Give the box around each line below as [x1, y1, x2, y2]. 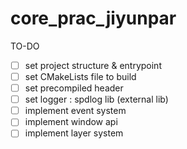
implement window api [24, 116, 118, 128]
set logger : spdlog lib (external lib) [24, 93, 169, 106]
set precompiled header [24, 82, 124, 94]
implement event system [24, 105, 127, 117]
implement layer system [24, 127, 124, 139]
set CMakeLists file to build [24, 71, 137, 82]
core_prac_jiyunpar [10, 7, 177, 30]
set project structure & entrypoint [24, 59, 162, 71]
